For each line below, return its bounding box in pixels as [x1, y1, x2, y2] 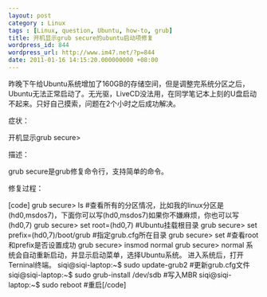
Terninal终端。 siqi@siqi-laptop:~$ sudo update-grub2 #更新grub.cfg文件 [8, 260, 250, 269]
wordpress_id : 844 [8, 41, 69, 49]
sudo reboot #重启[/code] [41, 279, 127, 289]
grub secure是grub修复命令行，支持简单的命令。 [8, 166, 169, 176]
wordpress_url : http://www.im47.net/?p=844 [8, 49, 155, 57]
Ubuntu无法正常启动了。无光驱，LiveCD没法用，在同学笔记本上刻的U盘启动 [8, 88, 257, 98]
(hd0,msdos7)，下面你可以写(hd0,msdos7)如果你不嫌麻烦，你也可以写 [8, 210, 240, 220]
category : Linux [8, 19, 66, 27]
